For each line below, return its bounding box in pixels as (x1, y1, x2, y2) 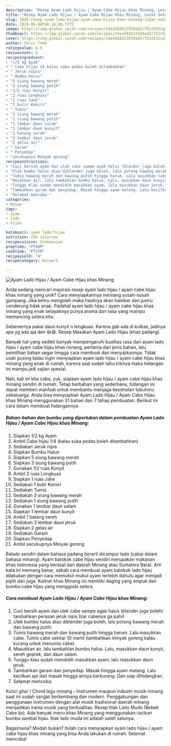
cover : (6, 36, 20, 41)
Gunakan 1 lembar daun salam (13, 503, 77, 510)
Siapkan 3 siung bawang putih (13, 460, 77, 466)
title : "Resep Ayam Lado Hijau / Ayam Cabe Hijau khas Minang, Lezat (6, 12, 156, 17)
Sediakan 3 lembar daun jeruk (13, 519, 76, 525)
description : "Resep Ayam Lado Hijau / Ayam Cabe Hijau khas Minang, (6, 7, 156, 13)
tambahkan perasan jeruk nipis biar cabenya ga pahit (13, 614, 124, 620)
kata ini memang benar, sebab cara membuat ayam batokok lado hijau (6, 567, 152, 573)
